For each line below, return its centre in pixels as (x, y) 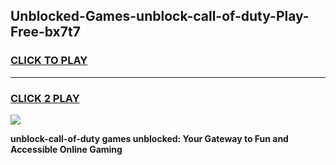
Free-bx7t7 (45, 32)
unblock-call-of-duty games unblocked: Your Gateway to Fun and (149, 138)
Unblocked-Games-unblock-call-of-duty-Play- (160, 16)
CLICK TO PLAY (49, 61)
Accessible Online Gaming (66, 149)
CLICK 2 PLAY (45, 98)
